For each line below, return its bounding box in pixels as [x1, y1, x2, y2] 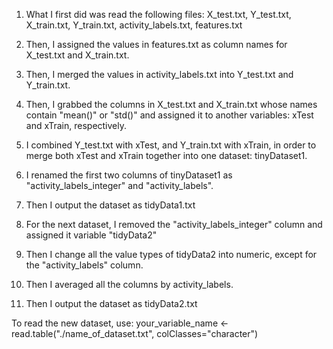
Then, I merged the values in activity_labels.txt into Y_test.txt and [25, 69, 294, 80]
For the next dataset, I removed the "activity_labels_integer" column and [25, 219, 323, 230]
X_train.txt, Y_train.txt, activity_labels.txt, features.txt [25, 19, 243, 31]
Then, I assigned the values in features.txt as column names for [25, 39, 288, 50]
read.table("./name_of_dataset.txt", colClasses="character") [11, 328, 259, 339]
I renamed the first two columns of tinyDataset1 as [25, 169, 233, 181]
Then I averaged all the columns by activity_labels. [25, 279, 234, 290]
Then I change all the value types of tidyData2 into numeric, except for [25, 249, 318, 260]
